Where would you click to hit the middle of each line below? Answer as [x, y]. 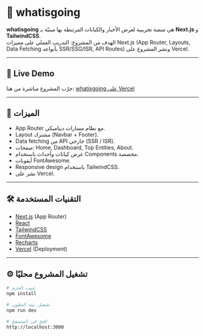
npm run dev [21, 310]
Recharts [27, 243]
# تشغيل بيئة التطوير [28, 304]
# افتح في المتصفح [27, 321]
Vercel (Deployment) [41, 249]
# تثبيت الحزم [21, 288]
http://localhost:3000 [35, 327]
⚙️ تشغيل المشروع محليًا [47, 274]
